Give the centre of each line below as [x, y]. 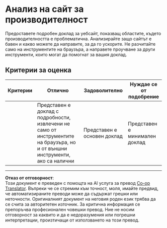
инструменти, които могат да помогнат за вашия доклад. [66, 54]
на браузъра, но [56, 142]
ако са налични [56, 161]
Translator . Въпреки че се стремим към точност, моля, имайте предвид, [82, 188]
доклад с [48, 111]
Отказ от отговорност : [30, 178]
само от [47, 130]
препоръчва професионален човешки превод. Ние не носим [70, 209]
